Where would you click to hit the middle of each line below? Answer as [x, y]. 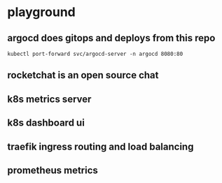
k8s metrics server [49, 99]
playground [41, 12]
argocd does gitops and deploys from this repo [111, 38]
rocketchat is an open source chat [83, 75]
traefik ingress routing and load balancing [100, 146]
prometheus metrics [53, 170]
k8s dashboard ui [46, 123]
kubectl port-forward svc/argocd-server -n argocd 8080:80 [95, 54]
